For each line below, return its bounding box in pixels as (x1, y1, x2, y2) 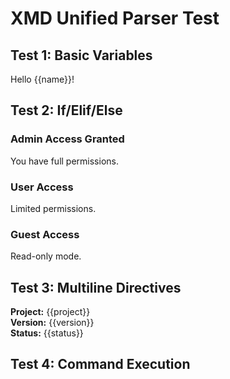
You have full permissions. (10, 155, 119, 167)
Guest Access (10, 227, 80, 241)
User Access (10, 180, 74, 194)
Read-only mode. (10, 250, 82, 262)
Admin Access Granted (10, 132, 125, 146)
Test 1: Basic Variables (10, 47, 153, 64)
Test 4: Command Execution (10, 356, 191, 373)
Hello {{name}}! (10, 73, 75, 85)
